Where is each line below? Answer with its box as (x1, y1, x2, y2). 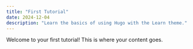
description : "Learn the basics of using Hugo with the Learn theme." (6, 20, 188, 26)
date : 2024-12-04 (6, 14, 50, 20)
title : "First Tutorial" (6, 8, 69, 15)
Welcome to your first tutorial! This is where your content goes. (6, 36, 163, 44)
